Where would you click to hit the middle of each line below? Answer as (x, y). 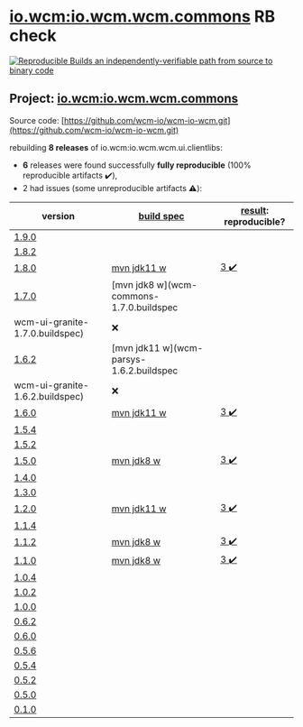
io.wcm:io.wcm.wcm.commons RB (142, 17)
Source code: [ (37, 120)
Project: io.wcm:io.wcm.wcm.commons (124, 99)
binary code (32, 70)
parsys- (129, 359)
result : (254, 210)
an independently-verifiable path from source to (184, 60)
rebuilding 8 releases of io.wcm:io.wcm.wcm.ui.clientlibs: (116, 147)
